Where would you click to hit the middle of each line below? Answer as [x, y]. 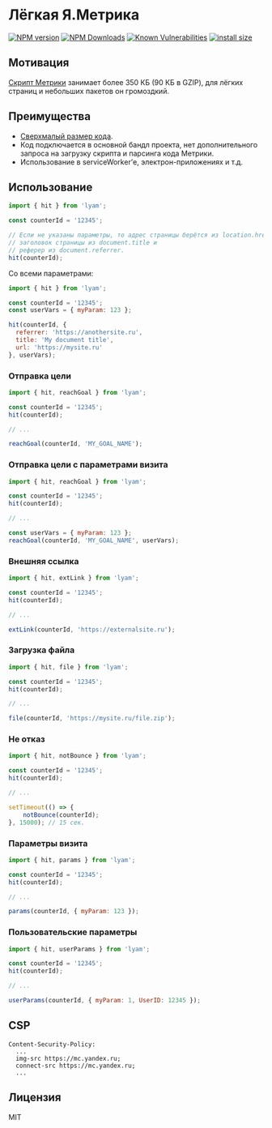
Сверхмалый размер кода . [66, 136]
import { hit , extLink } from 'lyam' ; [74, 578]
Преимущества [50, 116]
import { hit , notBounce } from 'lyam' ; [78, 756]
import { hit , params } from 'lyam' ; [72, 860]
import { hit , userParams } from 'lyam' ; [79, 949]
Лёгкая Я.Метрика [74, 15]
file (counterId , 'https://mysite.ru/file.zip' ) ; [92, 719]
